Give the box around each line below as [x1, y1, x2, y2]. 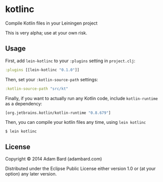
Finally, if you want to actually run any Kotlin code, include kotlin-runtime [5, 95, 158, 101]
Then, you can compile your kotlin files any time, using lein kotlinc [5, 119, 146, 125]
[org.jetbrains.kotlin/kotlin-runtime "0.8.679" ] [5, 110, 111, 115]
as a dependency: [5, 100, 43, 106]
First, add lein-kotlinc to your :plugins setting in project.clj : [5, 58, 135, 64]
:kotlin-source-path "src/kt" [5, 86, 69, 91]
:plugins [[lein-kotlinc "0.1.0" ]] [5, 67, 80, 72]
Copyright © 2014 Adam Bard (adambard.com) [5, 156, 102, 162]
